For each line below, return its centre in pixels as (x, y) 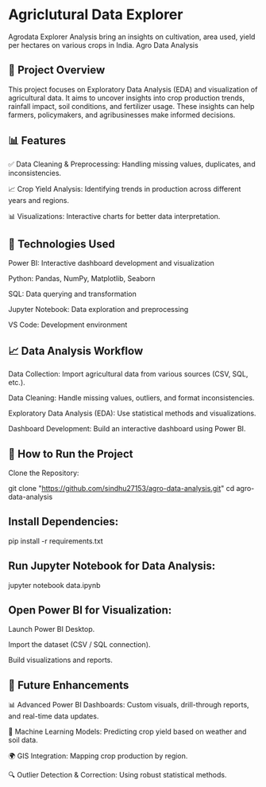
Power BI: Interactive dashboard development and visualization (111, 263)
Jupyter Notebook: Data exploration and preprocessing (98, 310)
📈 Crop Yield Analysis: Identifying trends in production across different (125, 189)
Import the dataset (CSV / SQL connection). (79, 645)
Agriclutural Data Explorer (96, 15)
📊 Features (37, 141)
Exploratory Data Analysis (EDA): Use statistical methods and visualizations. (132, 413)
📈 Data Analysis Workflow (76, 351)
